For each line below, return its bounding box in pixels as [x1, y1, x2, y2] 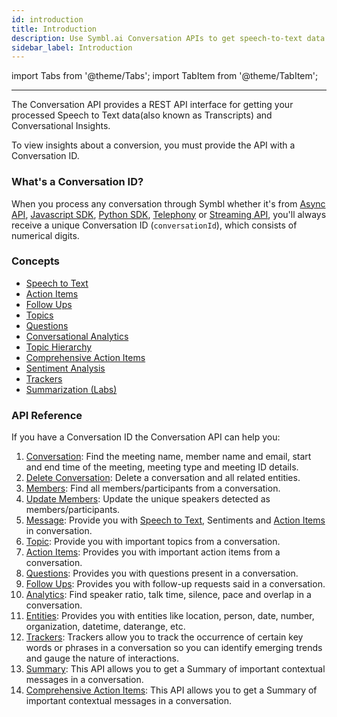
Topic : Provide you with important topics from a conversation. [25, 536, 281, 548]
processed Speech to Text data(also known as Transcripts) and [11, 109, 273, 121]
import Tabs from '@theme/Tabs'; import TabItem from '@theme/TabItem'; [11, 70, 319, 82]
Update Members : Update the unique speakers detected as [25, 493, 271, 505]
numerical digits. [11, 229, 80, 241]
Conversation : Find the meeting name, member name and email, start [25, 451, 312, 463]
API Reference [11, 408, 83, 422]
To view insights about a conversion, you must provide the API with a [11, 139, 296, 151]
